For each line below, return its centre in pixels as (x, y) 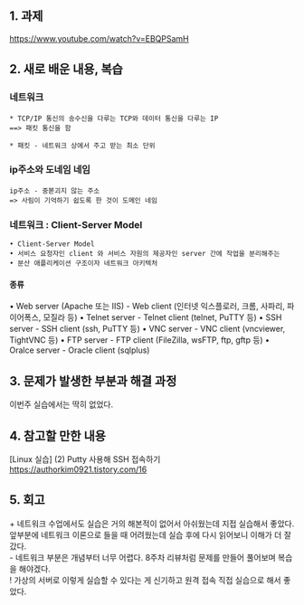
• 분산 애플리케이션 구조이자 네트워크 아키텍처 (84, 264)
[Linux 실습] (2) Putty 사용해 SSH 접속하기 (85, 458)
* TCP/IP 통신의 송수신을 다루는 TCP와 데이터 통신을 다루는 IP (114, 118)
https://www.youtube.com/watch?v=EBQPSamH (99, 38)
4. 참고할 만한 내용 (58, 435)
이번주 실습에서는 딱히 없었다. (62, 404)
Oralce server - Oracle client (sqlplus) (80, 350)
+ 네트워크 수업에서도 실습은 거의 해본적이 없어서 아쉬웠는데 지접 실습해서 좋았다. (152, 524)
